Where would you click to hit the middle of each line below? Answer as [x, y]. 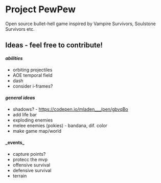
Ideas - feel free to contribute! [54, 45]
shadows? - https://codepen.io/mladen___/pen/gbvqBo [71, 109]
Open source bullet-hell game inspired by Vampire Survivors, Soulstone [80, 24]
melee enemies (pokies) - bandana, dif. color [60, 125]
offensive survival [31, 165]
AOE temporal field [32, 75]
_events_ [15, 143]
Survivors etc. [20, 29]
